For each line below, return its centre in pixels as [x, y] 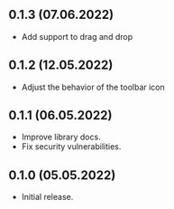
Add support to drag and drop [77, 36]
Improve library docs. [61, 137]
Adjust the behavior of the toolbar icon [93, 87]
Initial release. [47, 197]
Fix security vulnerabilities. [71, 147]
